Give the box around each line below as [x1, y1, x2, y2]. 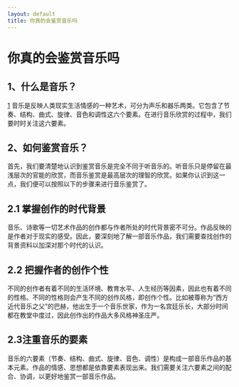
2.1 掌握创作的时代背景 [7, 203, 107, 215]
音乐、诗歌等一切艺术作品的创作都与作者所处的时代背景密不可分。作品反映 [7, 223, 225, 232]
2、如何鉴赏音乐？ [7, 141, 89, 154]
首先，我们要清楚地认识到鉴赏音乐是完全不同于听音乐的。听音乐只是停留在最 [7, 162, 232, 171]
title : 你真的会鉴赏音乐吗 [7, 17, 78, 24]
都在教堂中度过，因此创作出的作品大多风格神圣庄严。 [7, 311, 164, 319]
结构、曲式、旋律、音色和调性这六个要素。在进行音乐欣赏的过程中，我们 [19, 110, 232, 119]
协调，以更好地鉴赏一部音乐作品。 [19, 372, 119, 381]
